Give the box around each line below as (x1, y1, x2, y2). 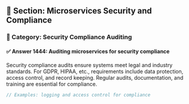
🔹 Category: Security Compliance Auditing (6, 33, 132, 42)
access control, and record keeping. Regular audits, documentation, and (6, 74, 184, 81)
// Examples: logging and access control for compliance (6, 92, 151, 98)
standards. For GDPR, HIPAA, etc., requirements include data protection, (6, 68, 184, 75)
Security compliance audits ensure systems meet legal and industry (6, 61, 173, 68)
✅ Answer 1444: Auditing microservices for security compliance (6, 48, 170, 55)
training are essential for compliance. (6, 80, 97, 87)
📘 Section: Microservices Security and (6, 6, 152, 16)
